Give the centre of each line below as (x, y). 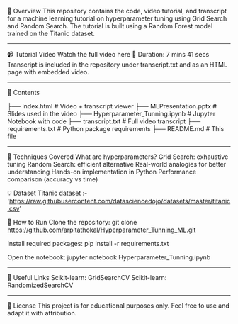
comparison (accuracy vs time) (53, 179)
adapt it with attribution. (42, 313)
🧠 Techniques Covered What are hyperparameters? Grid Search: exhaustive (118, 157)
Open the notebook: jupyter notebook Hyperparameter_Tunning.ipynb (109, 257)
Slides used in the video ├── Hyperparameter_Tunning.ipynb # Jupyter (112, 114)
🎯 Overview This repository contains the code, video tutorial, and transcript (117, 11)
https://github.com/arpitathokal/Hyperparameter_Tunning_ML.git (102, 230)
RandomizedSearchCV (40, 285)
